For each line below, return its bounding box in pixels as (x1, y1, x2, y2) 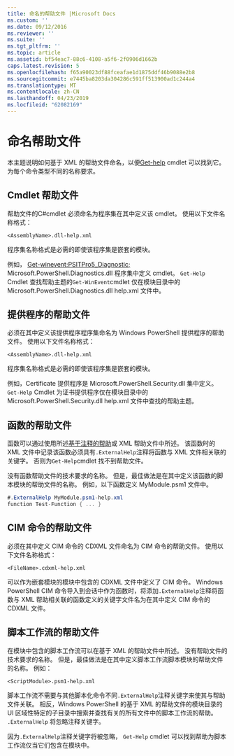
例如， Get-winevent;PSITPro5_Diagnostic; (7, 260, 131, 268)
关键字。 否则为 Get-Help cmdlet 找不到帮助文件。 (7, 456, 148, 465)
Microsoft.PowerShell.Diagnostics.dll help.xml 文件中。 (7, 286, 166, 295)
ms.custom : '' (7, 17, 49, 24)
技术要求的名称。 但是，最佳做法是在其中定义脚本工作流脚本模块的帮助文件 (7, 655, 224, 664)
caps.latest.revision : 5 (7, 62, 80, 69)
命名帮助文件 (7, 134, 82, 150)
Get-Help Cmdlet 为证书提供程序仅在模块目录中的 (7, 388, 149, 396)
